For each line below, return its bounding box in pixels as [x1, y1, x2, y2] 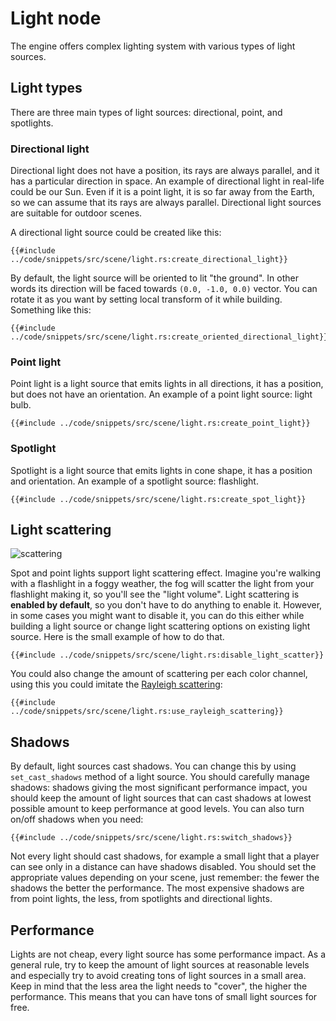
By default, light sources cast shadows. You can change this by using [10, 760, 297, 772]
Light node [10, 7, 102, 30]
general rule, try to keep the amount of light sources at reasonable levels [10, 959, 310, 971]
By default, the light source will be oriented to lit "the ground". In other [10, 272, 299, 284]
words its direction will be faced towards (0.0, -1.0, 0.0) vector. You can [10, 283, 318, 295]
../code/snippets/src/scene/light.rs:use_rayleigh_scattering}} [10, 707, 284, 717]
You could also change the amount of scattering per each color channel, [10, 668, 308, 680]
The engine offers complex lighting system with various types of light [10, 40, 296, 52]
